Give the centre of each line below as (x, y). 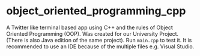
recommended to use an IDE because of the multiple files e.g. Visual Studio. (100, 46)
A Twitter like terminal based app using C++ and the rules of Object (89, 27)
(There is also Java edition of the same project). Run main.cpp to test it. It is (99, 40)
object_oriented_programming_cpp (96, 11)
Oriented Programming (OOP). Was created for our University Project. (92, 33)
